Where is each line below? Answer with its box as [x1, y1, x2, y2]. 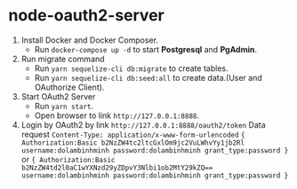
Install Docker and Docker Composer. [20, 35, 159, 45]
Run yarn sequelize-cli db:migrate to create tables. [34, 63, 229, 74]
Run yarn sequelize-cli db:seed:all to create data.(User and [34, 72, 263, 83]
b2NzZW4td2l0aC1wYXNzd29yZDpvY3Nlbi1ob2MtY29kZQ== [20, 163, 213, 172]
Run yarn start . [34, 100, 94, 111]
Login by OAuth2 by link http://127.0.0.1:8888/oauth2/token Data [20, 119, 266, 130]
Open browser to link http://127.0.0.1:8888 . [34, 110, 200, 121]
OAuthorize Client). [34, 82, 105, 92]
